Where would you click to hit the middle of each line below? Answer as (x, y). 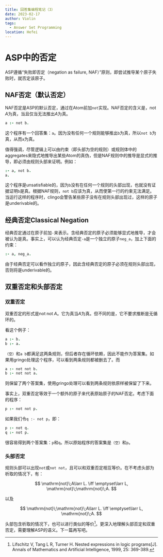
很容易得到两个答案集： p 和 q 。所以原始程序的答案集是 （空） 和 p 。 (69, 442)
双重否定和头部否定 (34, 287)
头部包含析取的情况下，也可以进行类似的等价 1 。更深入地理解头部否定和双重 (80, 523)
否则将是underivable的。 (30, 270)
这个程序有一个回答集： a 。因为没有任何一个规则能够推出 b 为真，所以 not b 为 (81, 133)
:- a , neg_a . (18, 254)
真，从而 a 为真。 (21, 139)
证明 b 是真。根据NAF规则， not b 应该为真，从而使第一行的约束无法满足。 (81, 191)
